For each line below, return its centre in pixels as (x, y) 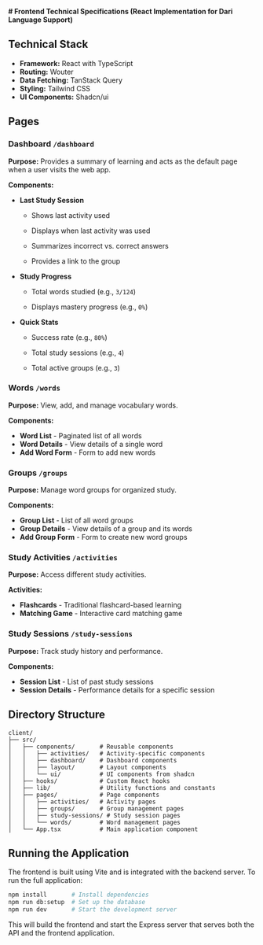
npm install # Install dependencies (79, 895)
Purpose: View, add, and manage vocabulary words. (93, 405)
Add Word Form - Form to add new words (87, 452)
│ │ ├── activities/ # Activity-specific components (107, 753)
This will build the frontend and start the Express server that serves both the (131, 925)
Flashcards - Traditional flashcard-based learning (100, 605)
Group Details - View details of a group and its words (106, 529)
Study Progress (46, 276)
